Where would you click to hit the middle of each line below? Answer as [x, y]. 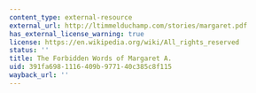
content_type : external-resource [71, 17]
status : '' [29, 50]
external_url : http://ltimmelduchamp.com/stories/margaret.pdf [128, 26]
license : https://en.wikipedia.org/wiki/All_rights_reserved [124, 42]
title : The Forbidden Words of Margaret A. [91, 58]
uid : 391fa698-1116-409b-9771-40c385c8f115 [91, 67]
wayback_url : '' [39, 75]
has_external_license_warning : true [77, 34]
